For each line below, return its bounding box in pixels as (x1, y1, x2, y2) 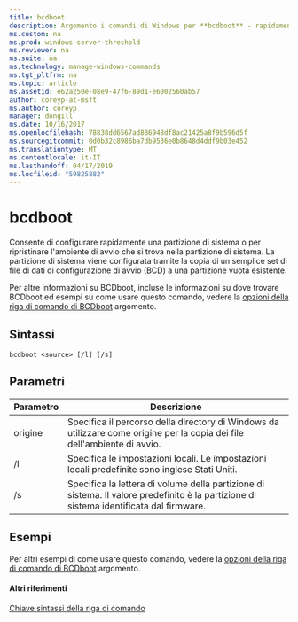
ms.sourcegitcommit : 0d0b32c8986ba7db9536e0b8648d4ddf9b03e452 (9, 136, 248, 145)
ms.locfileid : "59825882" (9, 169, 105, 178)
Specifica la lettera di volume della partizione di (67, 478, 264, 490)
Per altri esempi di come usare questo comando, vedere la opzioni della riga (9, 553, 287, 564)
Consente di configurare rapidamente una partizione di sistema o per (9, 237, 262, 248)
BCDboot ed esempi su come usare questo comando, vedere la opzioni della (9, 292, 289, 302)
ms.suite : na (9, 54, 58, 63)
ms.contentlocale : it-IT (9, 152, 101, 162)
